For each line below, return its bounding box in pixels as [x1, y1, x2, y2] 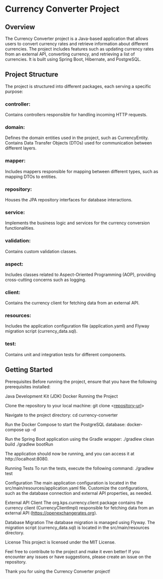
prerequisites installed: [5, 383, 51, 390]
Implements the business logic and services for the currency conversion [5, 220, 150, 226]
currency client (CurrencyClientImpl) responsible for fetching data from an [5, 505, 154, 510]
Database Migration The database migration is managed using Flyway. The [5, 519, 155, 525]
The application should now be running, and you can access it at [5, 451, 135, 456]
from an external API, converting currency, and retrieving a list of [5, 51, 135, 57]
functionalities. [5, 225, 35, 231]
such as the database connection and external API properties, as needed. [5, 490, 152, 496]
